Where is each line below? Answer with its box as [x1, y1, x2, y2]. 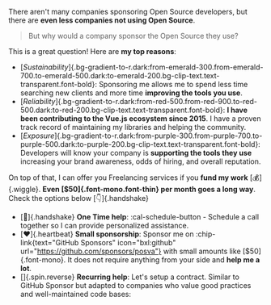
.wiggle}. [8, 185, 41, 194]
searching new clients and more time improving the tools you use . [19, 88, 243, 98]
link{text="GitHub [19, 238, 79, 247]
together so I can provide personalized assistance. [19, 221, 189, 230]
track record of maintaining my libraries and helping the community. [19, 123, 247, 132]
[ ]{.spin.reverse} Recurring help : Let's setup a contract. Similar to [19, 272, 240, 282]
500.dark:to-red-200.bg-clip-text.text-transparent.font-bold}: [19, 105, 226, 115]
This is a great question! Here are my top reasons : [8, 47, 176, 56]
